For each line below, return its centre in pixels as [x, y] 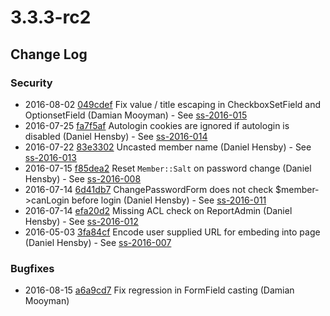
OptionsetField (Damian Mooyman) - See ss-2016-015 [136, 115]
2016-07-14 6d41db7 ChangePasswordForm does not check [149, 189]
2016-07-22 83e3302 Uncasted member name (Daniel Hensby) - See [168, 147]
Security [31, 83]
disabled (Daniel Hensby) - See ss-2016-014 [116, 136]
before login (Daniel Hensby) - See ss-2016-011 [169, 200]
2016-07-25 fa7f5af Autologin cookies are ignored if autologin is [157, 125]
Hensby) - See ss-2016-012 [81, 221]
